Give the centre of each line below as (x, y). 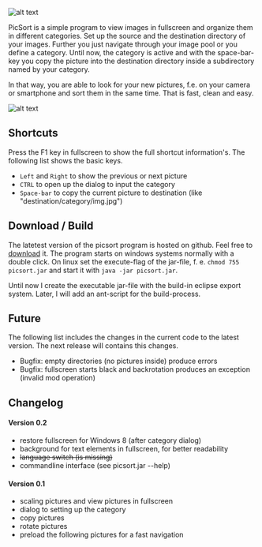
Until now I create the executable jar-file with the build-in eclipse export (125, 285)
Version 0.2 (28, 423)
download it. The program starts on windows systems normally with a (121, 253)
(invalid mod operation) (58, 378)
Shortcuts (33, 133)
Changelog (36, 403)
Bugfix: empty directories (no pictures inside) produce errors (118, 361)
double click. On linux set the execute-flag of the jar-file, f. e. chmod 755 (124, 261)
